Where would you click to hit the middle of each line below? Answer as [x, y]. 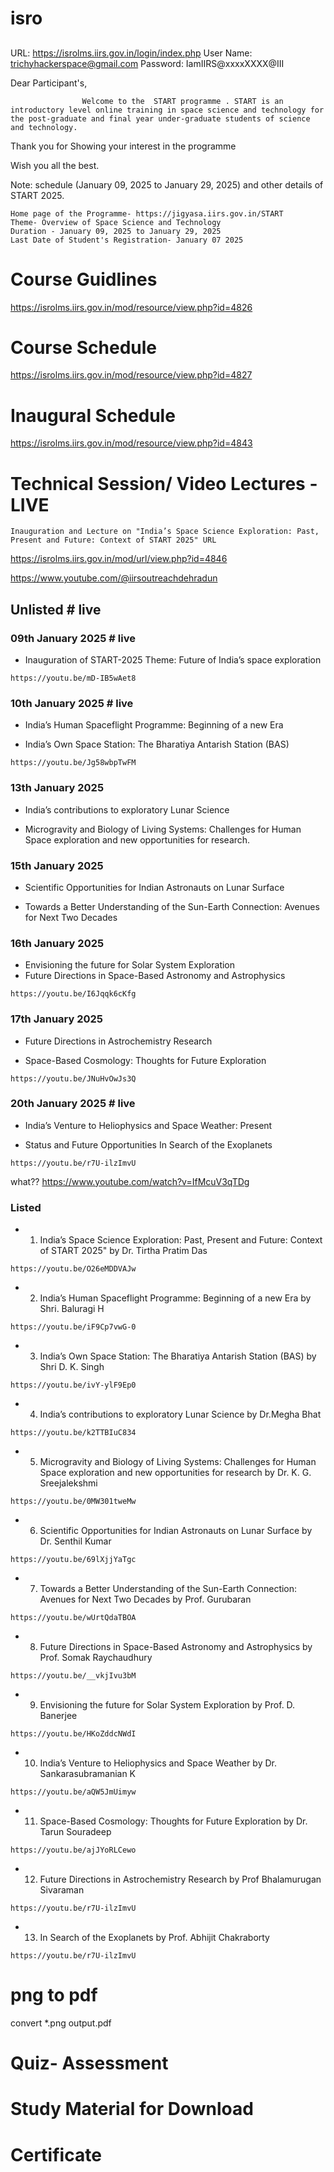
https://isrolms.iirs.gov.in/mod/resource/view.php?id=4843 [131, 443]
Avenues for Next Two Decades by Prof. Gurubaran [145, 1599]
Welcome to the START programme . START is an [182, 101]
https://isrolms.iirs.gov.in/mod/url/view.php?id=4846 [119, 559]
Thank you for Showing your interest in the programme [123, 146]
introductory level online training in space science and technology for [167, 110]
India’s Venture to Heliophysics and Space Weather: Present [148, 1125]
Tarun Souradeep [75, 1832]
